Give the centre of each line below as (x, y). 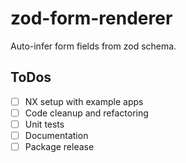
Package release (59, 146)
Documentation (56, 135)
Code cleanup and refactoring (86, 113)
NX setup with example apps (84, 101)
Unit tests (44, 124)
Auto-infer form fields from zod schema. (93, 46)
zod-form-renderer (91, 18)
